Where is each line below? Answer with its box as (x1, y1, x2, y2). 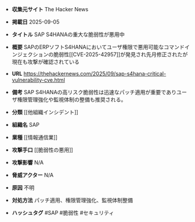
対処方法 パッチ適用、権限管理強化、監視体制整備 (11, 197, 133, 204)
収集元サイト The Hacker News (11, 6, 89, 12)
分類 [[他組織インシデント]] (11, 109, 79, 115)
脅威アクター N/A (11, 172, 54, 178)
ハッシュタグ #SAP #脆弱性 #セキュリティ (11, 210, 114, 216)
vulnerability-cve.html (11, 76, 65, 83)
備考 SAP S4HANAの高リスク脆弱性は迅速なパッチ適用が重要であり (11, 89, 177, 95)
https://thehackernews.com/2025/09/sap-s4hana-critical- (23, 70, 167, 77)
